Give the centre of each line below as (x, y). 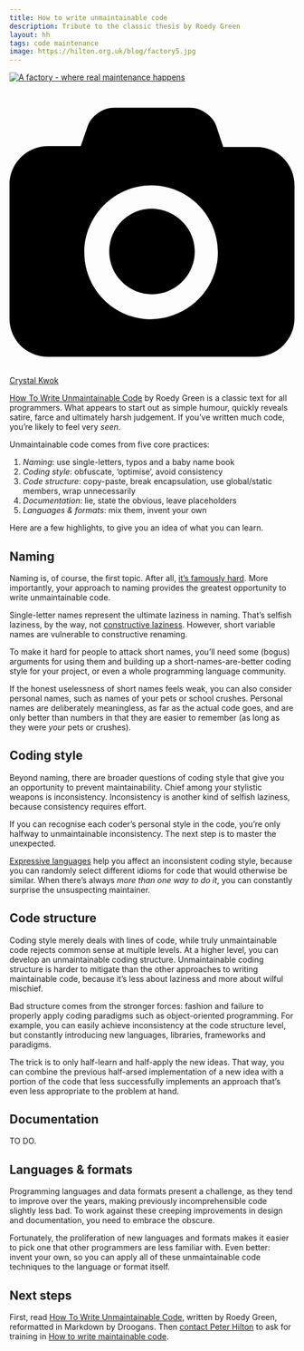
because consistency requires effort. (78, 806)
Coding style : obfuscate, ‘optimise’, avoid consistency (123, 471)
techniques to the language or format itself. (90, 1267)
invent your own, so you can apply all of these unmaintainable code (135, 1258)
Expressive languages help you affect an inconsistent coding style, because (151, 860)
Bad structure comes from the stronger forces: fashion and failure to (137, 1006)
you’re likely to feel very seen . (65, 427)
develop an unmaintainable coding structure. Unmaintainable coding (137, 959)
